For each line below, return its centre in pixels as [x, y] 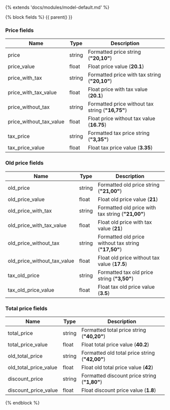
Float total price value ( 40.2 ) [115, 345]
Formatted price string [114, 52]
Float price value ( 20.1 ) [116, 66]
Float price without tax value [121, 119]
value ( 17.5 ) [113, 264]
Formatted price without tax [121, 104]
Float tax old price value [126, 287]
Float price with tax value [118, 89]
